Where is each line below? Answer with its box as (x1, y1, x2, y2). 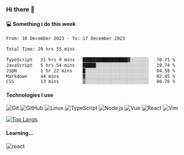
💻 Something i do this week (6, 20, 76, 27)
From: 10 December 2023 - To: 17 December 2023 (6, 35, 126, 42)
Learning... (6, 130, 34, 137)
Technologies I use (6, 91, 54, 98)
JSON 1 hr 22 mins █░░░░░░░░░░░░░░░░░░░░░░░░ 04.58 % (6, 68, 176, 74)
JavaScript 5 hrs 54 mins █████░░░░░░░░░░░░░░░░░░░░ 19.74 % (6, 62, 176, 68)
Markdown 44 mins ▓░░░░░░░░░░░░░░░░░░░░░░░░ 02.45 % (6, 73, 176, 79)
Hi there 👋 (6, 5, 35, 14)
